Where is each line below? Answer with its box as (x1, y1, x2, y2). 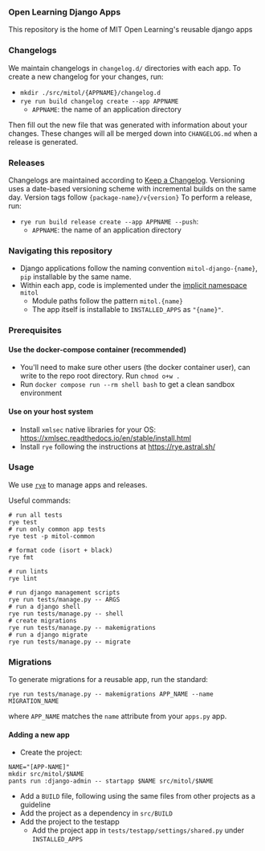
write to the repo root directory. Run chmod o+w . (19, 371, 181, 380)
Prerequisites (8, 325, 62, 336)
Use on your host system (8, 406, 94, 416)
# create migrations (8, 616, 78, 625)
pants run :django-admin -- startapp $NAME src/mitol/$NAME (8, 777, 214, 786)
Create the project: (19, 747, 83, 758)
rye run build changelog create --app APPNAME (19, 97, 179, 105)
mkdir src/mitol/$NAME (8, 771, 84, 779)
